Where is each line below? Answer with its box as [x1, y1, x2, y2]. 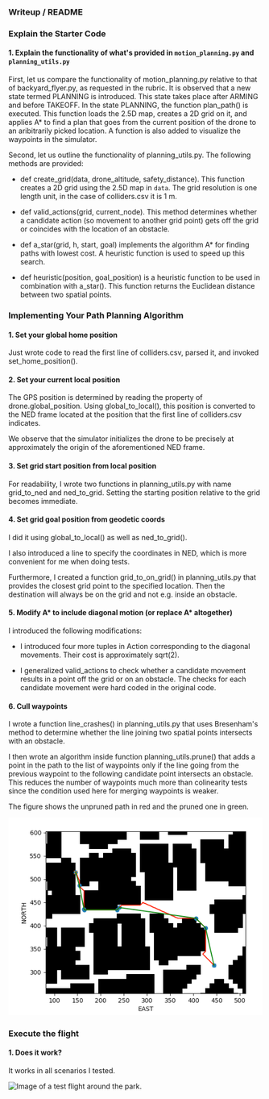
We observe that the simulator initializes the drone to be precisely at [8, 434, 234, 443]
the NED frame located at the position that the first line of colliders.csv [8, 410, 242, 419]
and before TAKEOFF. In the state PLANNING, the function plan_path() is [8, 100, 249, 110]
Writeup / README [8, 6, 83, 18]
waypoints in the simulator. [8, 135, 97, 144]
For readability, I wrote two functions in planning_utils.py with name [8, 479, 232, 489]
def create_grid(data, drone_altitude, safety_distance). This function [19, 174, 246, 184]
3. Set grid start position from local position [8, 460, 157, 470]
